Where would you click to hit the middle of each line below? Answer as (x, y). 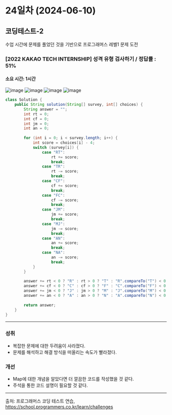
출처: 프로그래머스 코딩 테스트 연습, (40, 401)
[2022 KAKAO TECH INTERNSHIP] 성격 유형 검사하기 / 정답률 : (81, 59)
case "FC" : (53, 195)
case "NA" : (53, 253)
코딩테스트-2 (25, 31)
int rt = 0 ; (37, 114)
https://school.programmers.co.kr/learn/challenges (59, 407)
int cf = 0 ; (37, 119)
